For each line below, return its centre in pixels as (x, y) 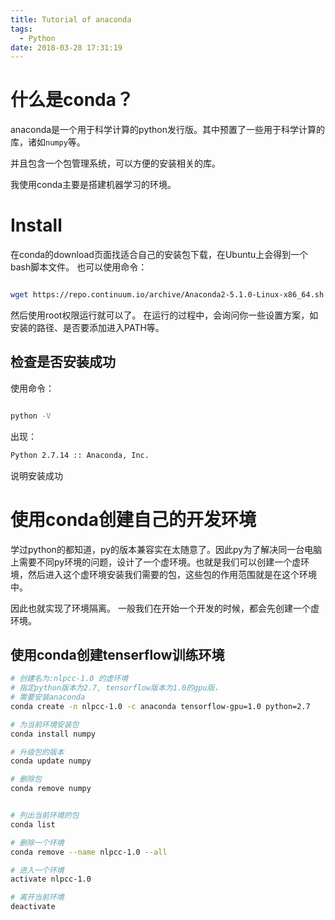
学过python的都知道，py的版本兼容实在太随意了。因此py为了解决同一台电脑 (166, 549)
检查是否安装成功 (63, 362)
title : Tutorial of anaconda (71, 19)
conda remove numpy (51, 789)
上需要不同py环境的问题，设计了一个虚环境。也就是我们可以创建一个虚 (156, 562)
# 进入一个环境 (37, 870)
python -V (31, 416)
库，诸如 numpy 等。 (48, 142)
